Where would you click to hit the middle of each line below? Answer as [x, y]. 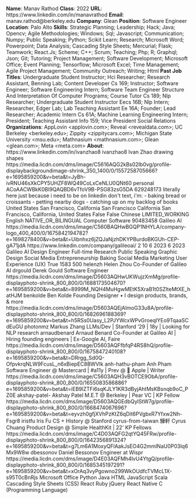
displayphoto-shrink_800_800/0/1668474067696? [66, 408]
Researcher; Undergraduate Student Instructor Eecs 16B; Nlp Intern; [88, 102]
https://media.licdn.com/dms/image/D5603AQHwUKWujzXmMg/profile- [93, 277]
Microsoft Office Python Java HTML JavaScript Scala [103, 477]
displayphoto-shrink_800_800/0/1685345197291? [65, 465]
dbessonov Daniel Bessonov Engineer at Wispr [87, 452]
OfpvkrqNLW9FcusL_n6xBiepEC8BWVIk [55, 364]
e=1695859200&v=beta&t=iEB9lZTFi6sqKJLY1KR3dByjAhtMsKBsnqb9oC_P [97, 389]
